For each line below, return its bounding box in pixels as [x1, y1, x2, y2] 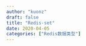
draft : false [6, 14, 39, 20]
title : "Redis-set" [6, 20, 55, 26]
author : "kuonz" [6, 8, 47, 15]
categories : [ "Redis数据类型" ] [6, 31, 81, 37]
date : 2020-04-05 [6, 25, 50, 32]
